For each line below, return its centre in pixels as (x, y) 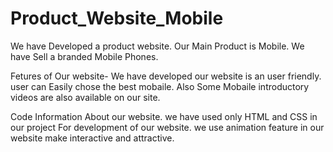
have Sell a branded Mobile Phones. (84, 56)
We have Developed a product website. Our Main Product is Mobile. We (157, 46)
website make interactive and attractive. (92, 138)
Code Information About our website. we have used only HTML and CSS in (164, 116)
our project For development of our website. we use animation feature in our (167, 127)
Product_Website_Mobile (117, 18)
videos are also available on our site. (85, 97)
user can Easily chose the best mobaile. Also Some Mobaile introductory (160, 86)
